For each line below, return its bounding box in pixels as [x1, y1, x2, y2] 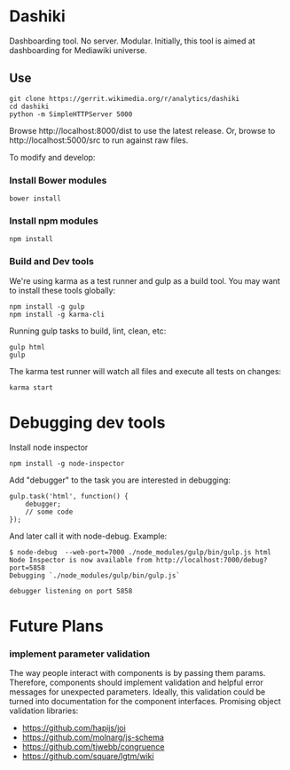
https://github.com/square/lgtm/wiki [21, 751, 154, 762]
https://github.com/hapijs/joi [21, 723, 126, 734]
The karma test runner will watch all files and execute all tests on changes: [9, 365, 282, 376]
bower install [9, 194, 62, 203]
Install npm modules [9, 215, 99, 227]
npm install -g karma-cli [9, 310, 105, 318]
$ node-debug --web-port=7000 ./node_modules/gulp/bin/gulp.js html [9, 547, 272, 556]
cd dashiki [9, 102, 50, 111]
